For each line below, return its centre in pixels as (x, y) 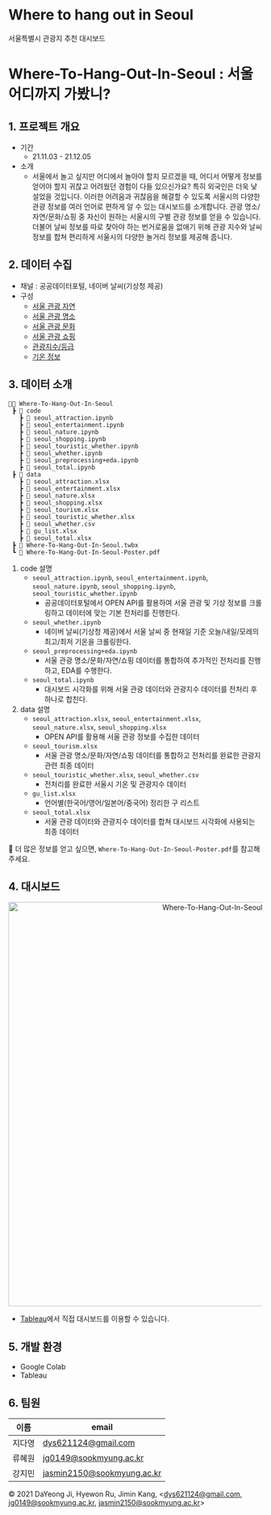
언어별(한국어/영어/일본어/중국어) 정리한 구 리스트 (122, 803)
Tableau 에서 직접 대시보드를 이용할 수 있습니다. (94, 1319)
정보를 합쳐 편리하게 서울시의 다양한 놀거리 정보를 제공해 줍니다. (132, 237)
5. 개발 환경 (35, 1346)
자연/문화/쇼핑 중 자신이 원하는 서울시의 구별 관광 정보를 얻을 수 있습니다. (146, 217)
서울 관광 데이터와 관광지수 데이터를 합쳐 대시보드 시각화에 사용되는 (150, 821)
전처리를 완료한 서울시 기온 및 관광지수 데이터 (115, 784)
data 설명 (35, 709)
